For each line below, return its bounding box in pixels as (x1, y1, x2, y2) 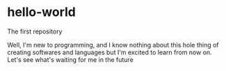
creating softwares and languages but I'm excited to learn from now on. (7, 48, 212, 56)
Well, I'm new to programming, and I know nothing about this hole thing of (7, 40, 219, 49)
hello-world (7, 4, 76, 20)
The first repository (7, 27, 63, 35)
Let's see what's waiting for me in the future (7, 55, 134, 63)
